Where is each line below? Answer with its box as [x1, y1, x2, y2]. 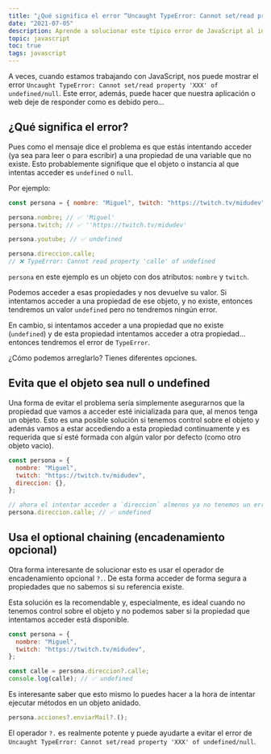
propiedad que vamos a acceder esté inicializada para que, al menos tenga [8, 406, 258, 416]
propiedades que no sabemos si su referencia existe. [8, 581, 185, 591]
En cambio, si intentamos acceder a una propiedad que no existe [8, 320, 224, 331]
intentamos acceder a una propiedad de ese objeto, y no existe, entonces [8, 296, 253, 306]
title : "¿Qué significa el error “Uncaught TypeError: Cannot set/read [8, 11, 254, 20]
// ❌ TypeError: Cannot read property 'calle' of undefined [8, 257, 215, 266]
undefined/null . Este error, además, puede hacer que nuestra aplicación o [8, 89, 256, 98]
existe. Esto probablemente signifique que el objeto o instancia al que [8, 159, 240, 169]
